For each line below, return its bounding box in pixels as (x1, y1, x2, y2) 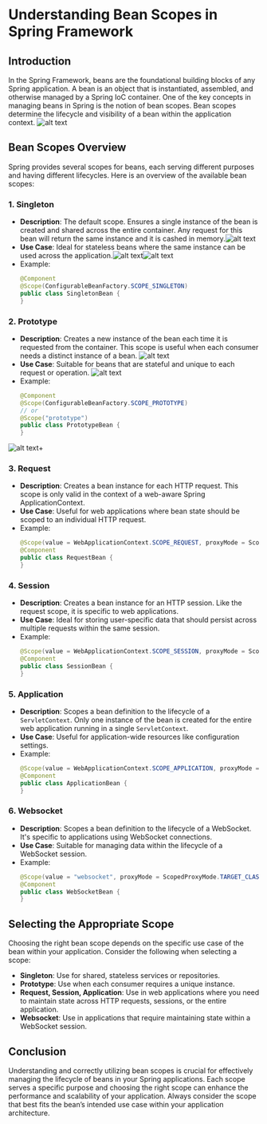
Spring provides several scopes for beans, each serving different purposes (8, 162, 255, 171)
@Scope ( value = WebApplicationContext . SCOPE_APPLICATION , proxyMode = (19, 764, 260, 772)
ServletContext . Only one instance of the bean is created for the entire (19, 715, 253, 725)
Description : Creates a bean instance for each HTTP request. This (19, 481, 239, 491)
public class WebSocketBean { (19, 887, 121, 896)
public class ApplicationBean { (19, 779, 128, 787)
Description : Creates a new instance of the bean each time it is (19, 333, 229, 344)
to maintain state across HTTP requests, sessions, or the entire (19, 996, 227, 1006)
